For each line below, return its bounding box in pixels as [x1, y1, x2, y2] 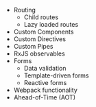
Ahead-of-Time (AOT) [13, 93, 76, 102]
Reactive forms [23, 79, 67, 86]
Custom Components [13, 27, 74, 36]
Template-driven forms [23, 71, 89, 80]
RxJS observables [13, 49, 65, 58]
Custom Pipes [13, 43, 53, 50]
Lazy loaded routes [23, 21, 79, 28]
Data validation [23, 64, 67, 72]
